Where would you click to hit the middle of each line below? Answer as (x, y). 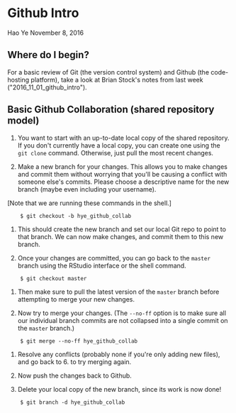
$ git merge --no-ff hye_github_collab (79, 341)
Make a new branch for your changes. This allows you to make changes (123, 166)
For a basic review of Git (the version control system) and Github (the (108, 72)
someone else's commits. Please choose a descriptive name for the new (123, 182)
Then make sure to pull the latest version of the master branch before (118, 292)
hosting (18, 79)
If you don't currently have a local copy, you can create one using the (119, 145)
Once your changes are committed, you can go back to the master (114, 258)
